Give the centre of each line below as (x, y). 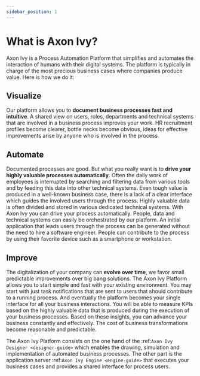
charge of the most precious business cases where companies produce (95, 71)
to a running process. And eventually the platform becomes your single (93, 298)
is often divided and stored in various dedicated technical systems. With (95, 207)
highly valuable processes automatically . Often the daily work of (87, 175)
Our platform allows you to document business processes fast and (90, 110)
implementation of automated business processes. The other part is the (94, 354)
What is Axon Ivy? (52, 41)
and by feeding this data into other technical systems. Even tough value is (97, 188)
